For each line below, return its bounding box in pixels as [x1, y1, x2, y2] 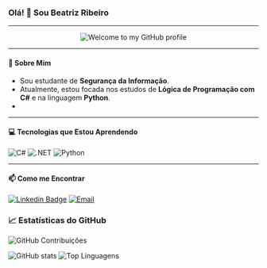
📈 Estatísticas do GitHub [8, 214, 106, 225]
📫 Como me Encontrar [8, 174, 85, 183]
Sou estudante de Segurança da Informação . [19, 75, 169, 86]
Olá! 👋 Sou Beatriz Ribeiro [8, 7, 109, 18]
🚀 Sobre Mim [8, 58, 52, 67]
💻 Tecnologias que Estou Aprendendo [8, 127, 138, 137]
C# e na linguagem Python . [19, 93, 111, 102]
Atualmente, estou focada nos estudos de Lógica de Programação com [19, 84, 255, 94]
